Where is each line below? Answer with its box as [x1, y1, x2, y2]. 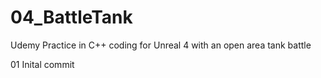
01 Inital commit [10, 58, 75, 70]
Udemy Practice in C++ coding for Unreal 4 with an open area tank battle [10, 39, 312, 51]
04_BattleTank [10, 6, 133, 29]
